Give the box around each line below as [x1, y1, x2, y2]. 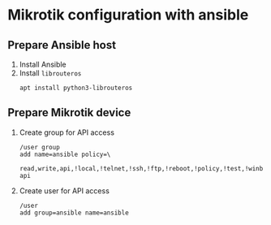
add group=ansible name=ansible [19, 209, 129, 217]
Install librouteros [19, 68, 82, 78]
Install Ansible [19, 59, 67, 69]
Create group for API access [19, 128, 115, 137]
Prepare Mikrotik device [7, 106, 131, 119]
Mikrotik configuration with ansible [7, 6, 249, 24]
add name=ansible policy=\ [19, 150, 111, 158]
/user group [19, 143, 60, 151]
